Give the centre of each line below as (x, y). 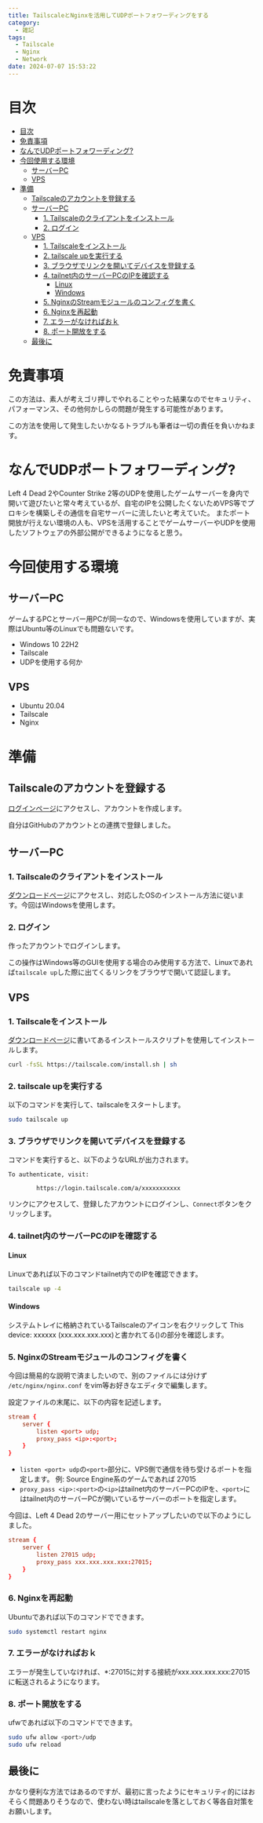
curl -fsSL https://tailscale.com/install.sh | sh (93, 1065)
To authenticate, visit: (49, 1175)
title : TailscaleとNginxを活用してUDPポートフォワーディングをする (109, 15)
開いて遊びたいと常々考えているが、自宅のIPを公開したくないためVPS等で (128, 502)
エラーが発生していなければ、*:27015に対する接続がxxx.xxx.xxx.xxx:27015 (129, 1671)
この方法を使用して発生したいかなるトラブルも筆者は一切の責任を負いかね (128, 426)
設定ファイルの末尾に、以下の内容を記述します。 (87, 1401)
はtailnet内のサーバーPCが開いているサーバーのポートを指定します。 (130, 1499)
